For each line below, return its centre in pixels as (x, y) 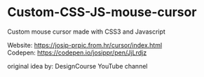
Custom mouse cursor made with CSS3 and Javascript (87, 31)
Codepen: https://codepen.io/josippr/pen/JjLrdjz (77, 52)
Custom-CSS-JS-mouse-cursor (102, 12)
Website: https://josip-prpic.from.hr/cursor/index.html (85, 45)
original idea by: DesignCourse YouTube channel (77, 66)
